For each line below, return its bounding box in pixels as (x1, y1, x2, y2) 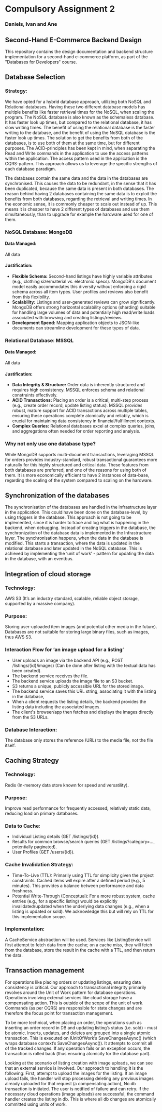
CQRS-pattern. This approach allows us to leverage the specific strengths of (5, 160, 158, 166)
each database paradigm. (5, 166, 56, 171)
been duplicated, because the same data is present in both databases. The (5, 186, 154, 191)
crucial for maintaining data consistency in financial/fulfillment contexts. (12, 418, 156, 424)
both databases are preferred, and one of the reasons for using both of (5, 467, 147, 473)
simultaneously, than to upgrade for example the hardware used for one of (5, 211, 153, 217)
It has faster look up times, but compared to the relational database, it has (5, 119, 152, 125)
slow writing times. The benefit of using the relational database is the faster (5, 124, 156, 130)
